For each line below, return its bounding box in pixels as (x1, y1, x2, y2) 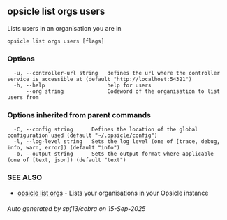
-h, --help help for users (13, 82, 152, 89)
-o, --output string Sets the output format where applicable (13, 150, 214, 158)
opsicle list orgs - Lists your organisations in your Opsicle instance (17, 189, 209, 197)
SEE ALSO (7, 173, 43, 182)
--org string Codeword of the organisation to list (25, 88, 220, 95)
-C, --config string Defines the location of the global (13, 126, 198, 133)
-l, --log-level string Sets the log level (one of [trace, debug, (13, 138, 220, 145)
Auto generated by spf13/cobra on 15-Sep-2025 (7, 205, 146, 213)
